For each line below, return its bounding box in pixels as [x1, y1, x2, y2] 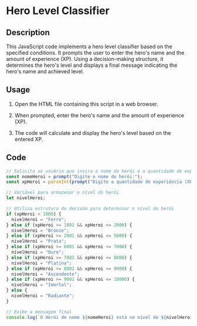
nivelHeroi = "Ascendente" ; [11, 271, 80, 277]
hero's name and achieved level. [6, 68, 84, 74]
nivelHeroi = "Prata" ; [11, 239, 67, 244]
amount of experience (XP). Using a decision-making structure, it [6, 56, 164, 62]
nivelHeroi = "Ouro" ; [11, 249, 64, 255]
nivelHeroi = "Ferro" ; [11, 216, 67, 222]
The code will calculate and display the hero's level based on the [14, 129, 171, 136]
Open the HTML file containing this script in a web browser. [14, 100, 158, 107]
